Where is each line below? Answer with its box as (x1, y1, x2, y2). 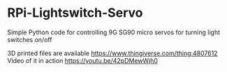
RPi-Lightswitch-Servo (7, 5, 143, 21)
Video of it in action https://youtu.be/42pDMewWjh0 (7, 56, 159, 64)
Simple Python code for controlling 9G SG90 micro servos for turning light (7, 28, 220, 36)
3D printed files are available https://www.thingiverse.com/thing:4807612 (7, 49, 218, 57)
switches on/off (7, 35, 52, 43)
